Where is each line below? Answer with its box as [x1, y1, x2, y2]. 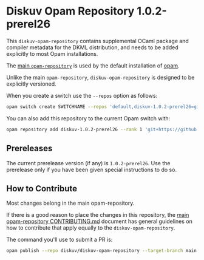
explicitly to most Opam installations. [6, 50, 98, 57]
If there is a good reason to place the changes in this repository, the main [6, 211, 189, 219]
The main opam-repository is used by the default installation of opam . [6, 62, 180, 69]
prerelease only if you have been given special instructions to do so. [6, 166, 177, 173]
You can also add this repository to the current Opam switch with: [6, 114, 171, 122]
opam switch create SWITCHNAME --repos [6, 103, 107, 110]
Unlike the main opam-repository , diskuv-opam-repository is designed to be [6, 74, 195, 81]
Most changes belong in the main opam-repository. [6, 199, 135, 207]
